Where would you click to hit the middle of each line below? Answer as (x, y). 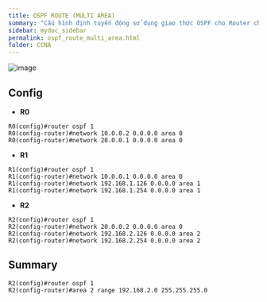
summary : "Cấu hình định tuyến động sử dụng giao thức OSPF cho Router (129, 23)
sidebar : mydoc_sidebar (48, 30)
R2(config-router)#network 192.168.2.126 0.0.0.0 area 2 (104, 234)
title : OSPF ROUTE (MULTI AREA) (62, 15)
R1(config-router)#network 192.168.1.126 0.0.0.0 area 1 (104, 184)
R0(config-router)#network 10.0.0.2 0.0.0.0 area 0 (95, 133)
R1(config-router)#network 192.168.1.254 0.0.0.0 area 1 (104, 190)
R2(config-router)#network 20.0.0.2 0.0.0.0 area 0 (95, 226)
